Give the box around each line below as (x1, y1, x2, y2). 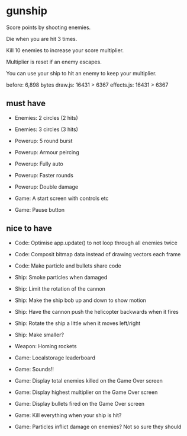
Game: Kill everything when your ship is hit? (14, 411, 122, 419)
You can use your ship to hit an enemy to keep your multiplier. (6, 69, 157, 77)
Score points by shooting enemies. (6, 24, 91, 31)
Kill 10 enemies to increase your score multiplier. (6, 46, 124, 54)
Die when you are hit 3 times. (6, 35, 78, 42)
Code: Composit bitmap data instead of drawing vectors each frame (14, 250, 181, 257)
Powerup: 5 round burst (14, 137, 73, 144)
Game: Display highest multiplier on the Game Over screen (14, 389, 158, 396)
